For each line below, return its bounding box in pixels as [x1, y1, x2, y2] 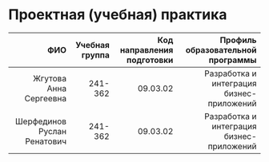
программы [208, 54, 257, 65]
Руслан [38, 125, 66, 136]
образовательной [185, 44, 257, 55]
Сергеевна [24, 93, 66, 104]
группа [81, 49, 110, 61]
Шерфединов [14, 116, 66, 127]
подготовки [126, 54, 174, 65]
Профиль [219, 34, 257, 45]
